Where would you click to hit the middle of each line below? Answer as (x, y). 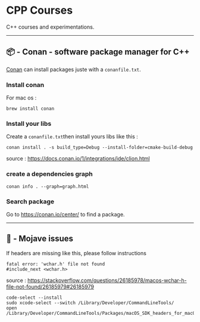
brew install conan (30, 109)
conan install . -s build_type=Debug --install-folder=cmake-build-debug (100, 148)
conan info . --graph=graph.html (48, 186)
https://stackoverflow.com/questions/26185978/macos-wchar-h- (107, 280)
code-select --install (34, 298)
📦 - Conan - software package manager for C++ (98, 52)
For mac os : (21, 98)
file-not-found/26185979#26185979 (50, 286)
